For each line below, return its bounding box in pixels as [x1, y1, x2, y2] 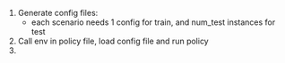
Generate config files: [17, 8, 99, 18]
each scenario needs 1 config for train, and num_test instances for [30, 17, 276, 28]
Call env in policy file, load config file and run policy [17, 35, 209, 46]
